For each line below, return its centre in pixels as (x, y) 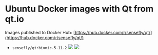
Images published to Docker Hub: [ (40, 32)
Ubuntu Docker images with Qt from (79, 9)
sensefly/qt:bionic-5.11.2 (39, 48)
